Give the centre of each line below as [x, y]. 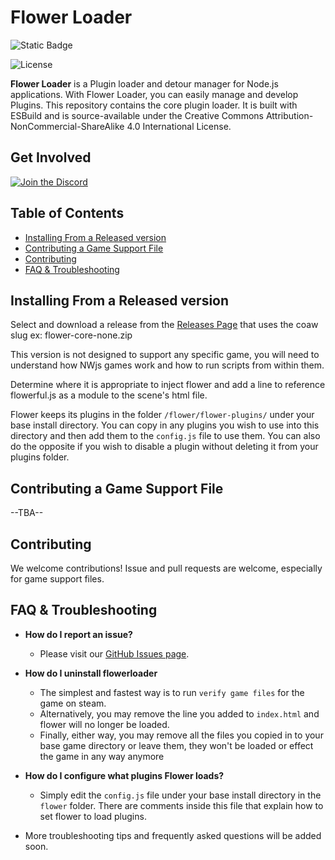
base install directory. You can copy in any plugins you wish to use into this [165, 425]
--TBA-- [27, 513]
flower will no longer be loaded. [104, 724]
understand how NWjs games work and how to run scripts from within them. [167, 365]
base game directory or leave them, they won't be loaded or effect [176, 745]
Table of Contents [67, 213]
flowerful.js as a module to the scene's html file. [109, 395]
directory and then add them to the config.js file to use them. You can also [165, 436]
